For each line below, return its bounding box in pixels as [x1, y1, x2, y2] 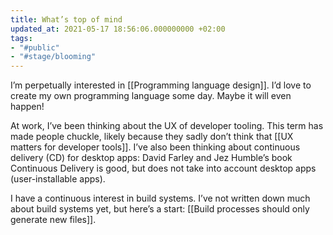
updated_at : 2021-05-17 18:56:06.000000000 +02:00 [10, 24, 226, 34]
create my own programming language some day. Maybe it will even [10, 90, 292, 102]
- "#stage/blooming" [10, 52, 97, 62]
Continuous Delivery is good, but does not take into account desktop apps [10, 162, 317, 175]
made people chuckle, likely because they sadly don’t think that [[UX [10, 131, 294, 143]
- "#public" [10, 42, 60, 53]
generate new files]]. [10, 214, 97, 226]
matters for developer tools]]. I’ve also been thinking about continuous [10, 141, 301, 153]
